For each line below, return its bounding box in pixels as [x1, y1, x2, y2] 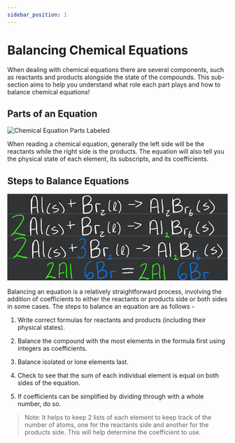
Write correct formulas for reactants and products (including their [17, 316, 206, 324]
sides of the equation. [17, 379, 80, 387]
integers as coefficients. [17, 344, 87, 353]
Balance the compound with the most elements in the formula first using [17, 337, 226, 345]
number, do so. [17, 400, 62, 408]
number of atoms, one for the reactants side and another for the [24, 421, 209, 429]
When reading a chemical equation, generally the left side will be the [7, 140, 205, 148]
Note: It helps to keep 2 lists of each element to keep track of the [24, 413, 212, 422]
